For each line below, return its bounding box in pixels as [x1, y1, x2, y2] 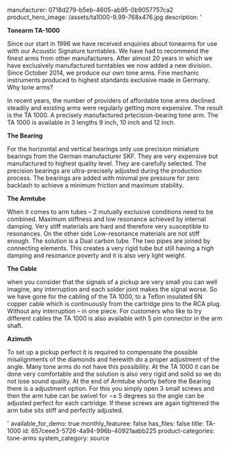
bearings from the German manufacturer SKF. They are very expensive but [7, 152, 218, 160]
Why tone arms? [7, 84, 53, 91]
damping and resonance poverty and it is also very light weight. [7, 251, 186, 259]
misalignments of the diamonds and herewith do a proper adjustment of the [7, 355, 220, 363]
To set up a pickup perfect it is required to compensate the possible [7, 348, 199, 356]
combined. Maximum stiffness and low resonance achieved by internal [7, 215, 207, 223]
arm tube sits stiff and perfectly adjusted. [7, 407, 124, 414]
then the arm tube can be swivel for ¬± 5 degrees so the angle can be [7, 392, 205, 400]
